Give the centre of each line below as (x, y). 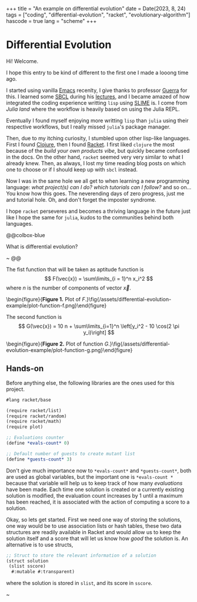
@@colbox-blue (26, 235)
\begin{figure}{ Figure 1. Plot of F (46, 299)
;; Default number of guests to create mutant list (71, 453)
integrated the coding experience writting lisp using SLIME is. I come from (97, 103)
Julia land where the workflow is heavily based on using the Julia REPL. (93, 109)
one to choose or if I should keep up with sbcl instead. (72, 169)
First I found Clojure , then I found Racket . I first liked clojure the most (90, 144)
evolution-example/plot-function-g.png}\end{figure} (69, 350)
